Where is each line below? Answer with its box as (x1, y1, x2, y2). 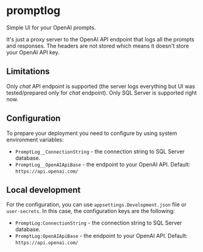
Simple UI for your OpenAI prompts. (6, 24, 96, 31)
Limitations (6, 67, 50, 77)
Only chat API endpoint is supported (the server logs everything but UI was (6, 82, 195, 90)
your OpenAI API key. (6, 48, 60, 56)
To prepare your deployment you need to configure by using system (6, 129, 177, 137)
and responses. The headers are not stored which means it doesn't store (6, 42, 189, 49)
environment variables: (6, 135, 64, 143)
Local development (6, 184, 81, 195)
